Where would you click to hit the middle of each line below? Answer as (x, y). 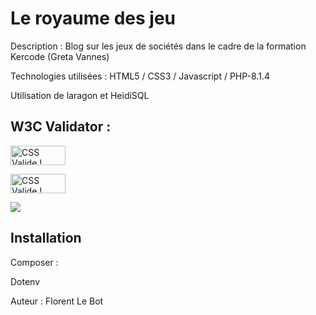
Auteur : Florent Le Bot (57, 301)
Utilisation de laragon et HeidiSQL (80, 95)
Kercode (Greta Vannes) (60, 56)
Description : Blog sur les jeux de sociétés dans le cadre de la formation (158, 46)
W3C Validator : (61, 127)
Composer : (34, 262)
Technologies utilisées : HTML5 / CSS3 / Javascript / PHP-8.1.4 (140, 76)
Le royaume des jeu (93, 18)
